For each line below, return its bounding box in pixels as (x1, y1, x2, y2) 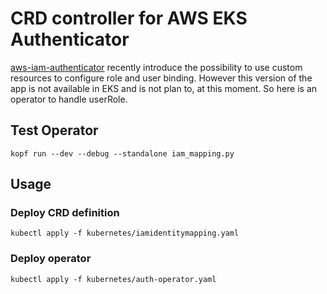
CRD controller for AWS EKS (10, 7, 248, 30)
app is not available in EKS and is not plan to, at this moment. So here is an (10, 82, 318, 94)
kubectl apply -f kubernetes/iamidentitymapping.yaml (10, 228, 240, 239)
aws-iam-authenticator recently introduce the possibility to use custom (10, 61, 303, 73)
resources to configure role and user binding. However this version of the (10, 72, 313, 84)
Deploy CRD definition (10, 206, 120, 220)
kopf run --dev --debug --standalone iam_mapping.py (10, 148, 235, 159)
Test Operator (10, 122, 99, 139)
